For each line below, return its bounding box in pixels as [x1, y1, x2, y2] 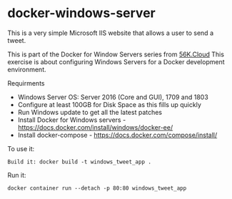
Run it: [7, 170, 26, 179]
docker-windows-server [7, 5, 156, 21]
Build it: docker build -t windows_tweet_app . [7, 158, 152, 165]
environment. [7, 65, 46, 73]
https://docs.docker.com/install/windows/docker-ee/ [17, 123, 173, 131]
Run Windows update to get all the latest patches [17, 108, 163, 116]
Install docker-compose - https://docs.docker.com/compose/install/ [17, 131, 218, 139]
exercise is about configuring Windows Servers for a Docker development [7, 57, 225, 66]
